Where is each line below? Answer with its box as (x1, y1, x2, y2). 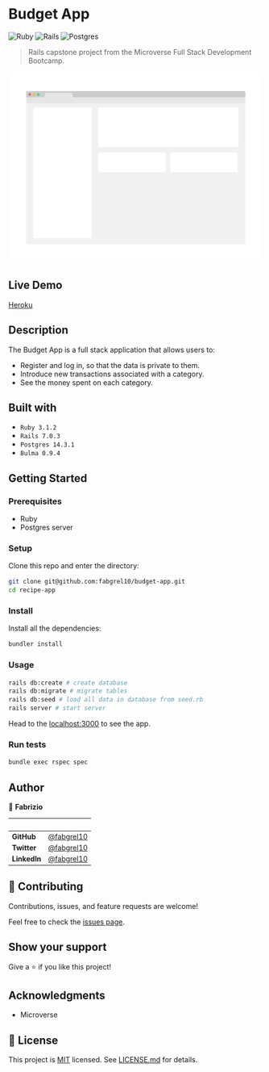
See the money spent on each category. (19, 377, 153, 387)
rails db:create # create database (8, 679, 128, 687)
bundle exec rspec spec (8, 758, 89, 767)
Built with (8, 400, 57, 414)
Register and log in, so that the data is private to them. (19, 360, 200, 370)
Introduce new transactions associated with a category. (19, 369, 205, 379)
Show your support (8, 940, 107, 954)
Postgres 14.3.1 (19, 441, 75, 449)
